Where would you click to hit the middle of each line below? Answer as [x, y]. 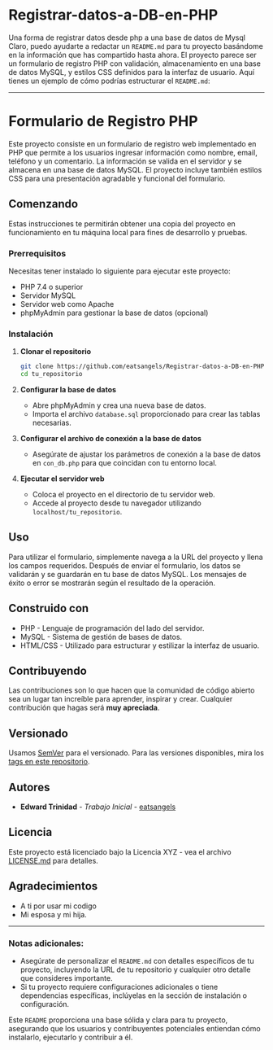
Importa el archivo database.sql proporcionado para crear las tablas [146, 414]
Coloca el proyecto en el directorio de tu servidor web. [123, 495]
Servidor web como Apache [67, 304]
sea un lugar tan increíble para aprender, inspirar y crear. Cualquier [121, 699]
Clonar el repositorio [56, 352]
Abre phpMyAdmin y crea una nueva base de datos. [119, 405]
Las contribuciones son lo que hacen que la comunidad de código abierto [132, 690]
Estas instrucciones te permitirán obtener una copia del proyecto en [122, 223]
